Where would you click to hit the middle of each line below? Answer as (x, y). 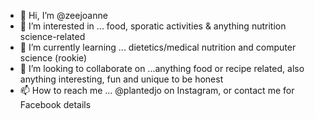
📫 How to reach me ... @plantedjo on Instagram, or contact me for (157, 90)
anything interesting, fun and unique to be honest (121, 79)
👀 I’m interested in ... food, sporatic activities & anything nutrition (153, 26)
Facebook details (55, 104)
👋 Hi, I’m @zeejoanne (63, 15)
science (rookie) (53, 58)
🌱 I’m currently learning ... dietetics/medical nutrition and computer (158, 47)
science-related (52, 36)
